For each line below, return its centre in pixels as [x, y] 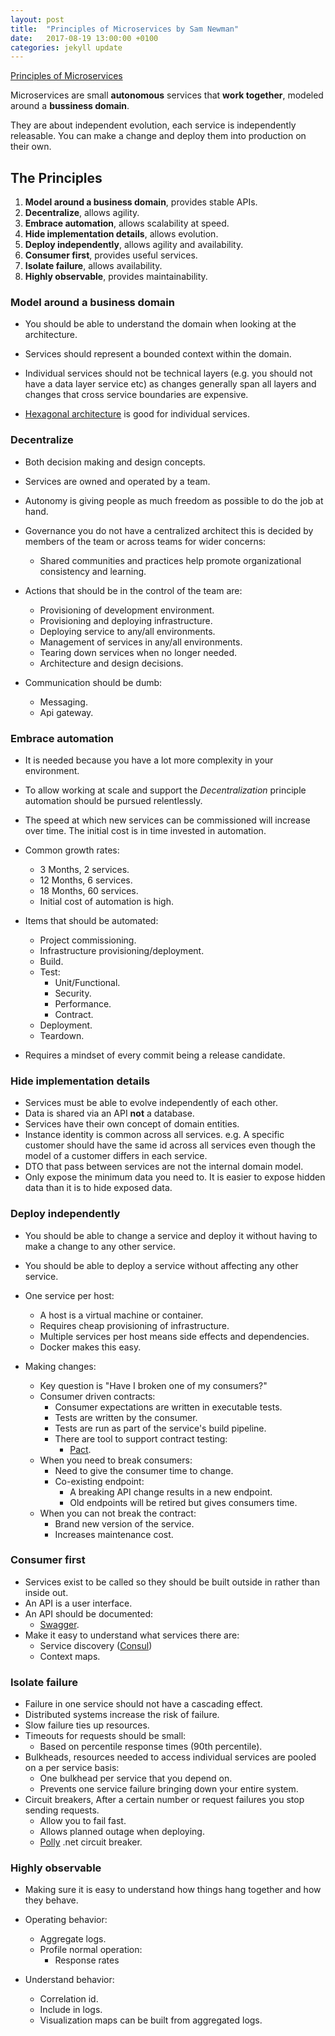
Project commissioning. [88, 940]
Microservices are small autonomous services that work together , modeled [167, 95]
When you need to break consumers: [116, 1460]
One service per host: [69, 1295]
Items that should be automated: [91, 920]
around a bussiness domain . [70, 106]
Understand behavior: [69, 1980]
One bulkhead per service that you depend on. [136, 1778]
